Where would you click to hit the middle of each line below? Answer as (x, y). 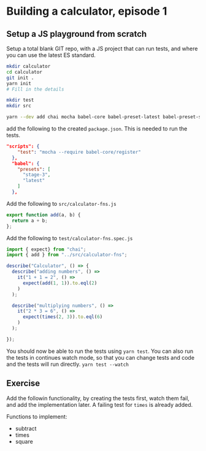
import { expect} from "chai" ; (46, 249)
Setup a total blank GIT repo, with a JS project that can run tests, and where (102, 48)
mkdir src (19, 106)
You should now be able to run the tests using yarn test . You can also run (100, 351)
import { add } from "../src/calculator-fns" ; (67, 255)
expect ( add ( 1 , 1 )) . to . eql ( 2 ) (60, 283)
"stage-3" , (36, 175)
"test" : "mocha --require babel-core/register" (79, 152)
